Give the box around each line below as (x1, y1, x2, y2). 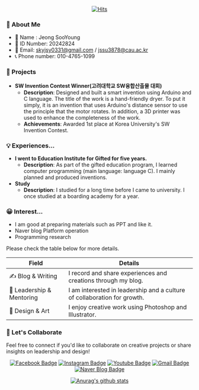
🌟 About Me (6, 20, 41, 28)
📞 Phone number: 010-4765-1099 (14, 53, 95, 60)
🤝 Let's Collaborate (6, 328, 62, 337)
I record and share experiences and (68, 269, 168, 277)
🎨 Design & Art (9, 307, 50, 315)
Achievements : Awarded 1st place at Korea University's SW (23, 120, 170, 127)
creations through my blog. (68, 276, 143, 284)
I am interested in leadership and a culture (68, 286, 185, 295)
